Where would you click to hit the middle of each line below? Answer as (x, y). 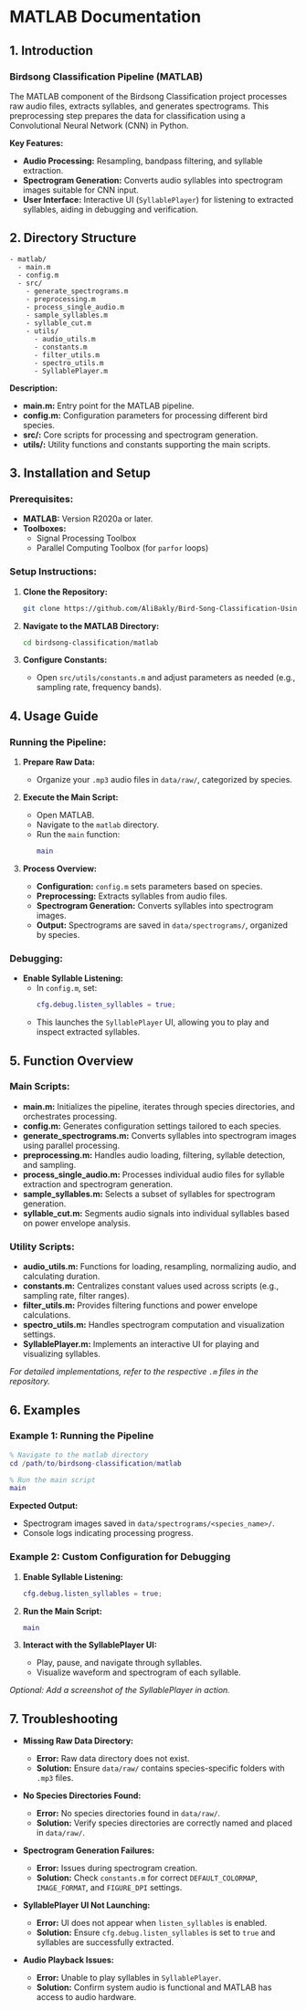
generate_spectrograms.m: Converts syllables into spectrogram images (159, 1135)
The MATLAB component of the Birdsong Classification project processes (148, 96)
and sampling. (49, 1164)
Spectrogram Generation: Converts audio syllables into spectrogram (153, 180)
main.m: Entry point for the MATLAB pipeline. (108, 405)
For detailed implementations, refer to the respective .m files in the (134, 1372)
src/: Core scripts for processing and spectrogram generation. (140, 435)
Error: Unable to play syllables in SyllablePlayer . (129, 1978)
